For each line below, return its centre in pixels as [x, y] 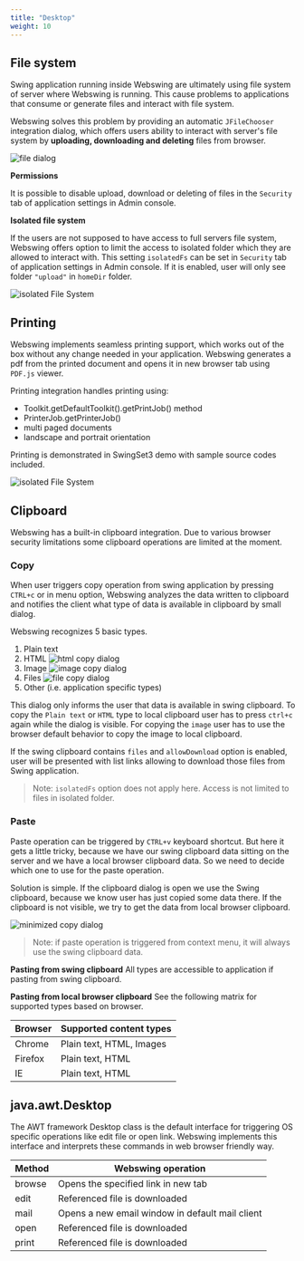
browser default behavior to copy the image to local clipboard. [126, 734]
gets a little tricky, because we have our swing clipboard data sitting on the [150, 851]
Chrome [32, 1044]
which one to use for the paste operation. [87, 870]
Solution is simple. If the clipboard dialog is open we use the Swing [135, 888]
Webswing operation [160, 1169]
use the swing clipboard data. [88, 951]
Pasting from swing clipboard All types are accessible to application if [142, 969]
